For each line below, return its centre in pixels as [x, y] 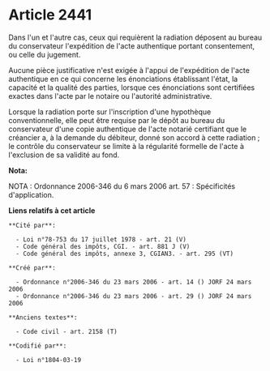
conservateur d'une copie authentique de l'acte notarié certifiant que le [128, 129]
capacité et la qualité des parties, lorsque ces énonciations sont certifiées [132, 87]
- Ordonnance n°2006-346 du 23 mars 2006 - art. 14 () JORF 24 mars [134, 282]
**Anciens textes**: [43, 318]
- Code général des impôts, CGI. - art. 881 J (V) [103, 246]
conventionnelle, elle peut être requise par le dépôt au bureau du [117, 120]
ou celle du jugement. [45, 54]
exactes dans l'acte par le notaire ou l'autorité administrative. [110, 96]
